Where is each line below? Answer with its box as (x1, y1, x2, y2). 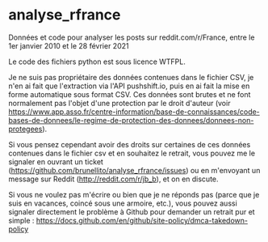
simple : (8, 215, 35, 225)
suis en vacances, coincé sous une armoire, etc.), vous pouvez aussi (8, 198, 238, 208)
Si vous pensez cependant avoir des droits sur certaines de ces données (8, 139, 251, 149)
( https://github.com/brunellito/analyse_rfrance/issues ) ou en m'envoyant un (8, 165, 261, 175)
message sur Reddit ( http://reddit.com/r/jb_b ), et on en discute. (8, 174, 220, 184)
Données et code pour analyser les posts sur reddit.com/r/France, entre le (8, 32, 255, 42)
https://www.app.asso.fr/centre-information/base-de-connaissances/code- (8, 107, 260, 117)
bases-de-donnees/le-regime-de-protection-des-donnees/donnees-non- (8, 115, 254, 125)
